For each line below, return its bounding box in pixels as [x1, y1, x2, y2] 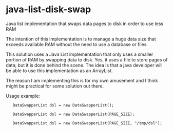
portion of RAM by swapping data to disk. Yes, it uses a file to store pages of [6, 56, 168, 62]
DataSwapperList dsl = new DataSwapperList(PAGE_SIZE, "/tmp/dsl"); [12, 120, 162, 126]
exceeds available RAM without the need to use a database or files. [6, 41, 148, 47]
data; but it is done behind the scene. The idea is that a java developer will [6, 62, 163, 68]
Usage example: [6, 93, 41, 99]
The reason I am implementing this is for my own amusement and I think [6, 77, 158, 83]
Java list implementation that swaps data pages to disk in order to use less [6, 20, 164, 27]
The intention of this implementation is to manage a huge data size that [6, 36, 156, 42]
